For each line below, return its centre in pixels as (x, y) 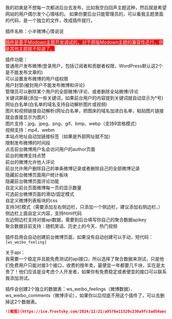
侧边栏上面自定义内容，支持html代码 (44, 213)
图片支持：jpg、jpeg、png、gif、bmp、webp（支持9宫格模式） (72, 124)
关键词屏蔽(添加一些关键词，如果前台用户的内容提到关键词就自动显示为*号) (84, 98)
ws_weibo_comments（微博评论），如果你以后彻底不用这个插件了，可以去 (83, 295)
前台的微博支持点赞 (26, 156)
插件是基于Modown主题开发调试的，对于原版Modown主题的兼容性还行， (82, 42)
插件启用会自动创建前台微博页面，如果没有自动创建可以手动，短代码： (79, 237)
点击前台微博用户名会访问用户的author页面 (50, 149)
